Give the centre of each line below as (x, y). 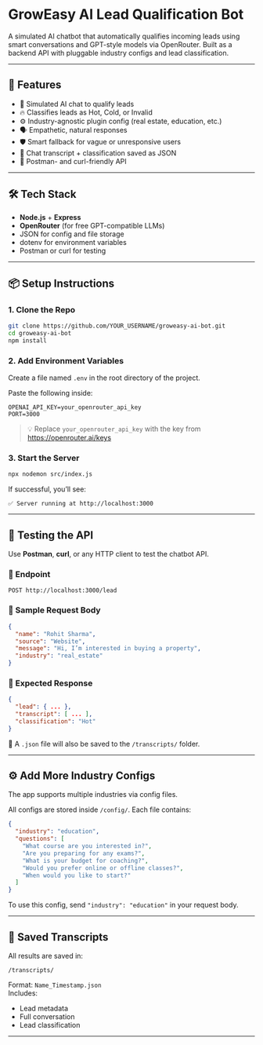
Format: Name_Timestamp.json (55, 985)
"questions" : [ (40, 839)
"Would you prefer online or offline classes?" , (103, 868)
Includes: (23, 993)
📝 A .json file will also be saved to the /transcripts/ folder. (104, 744)
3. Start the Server (44, 459)
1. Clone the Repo (42, 309)
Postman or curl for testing (63, 250)
